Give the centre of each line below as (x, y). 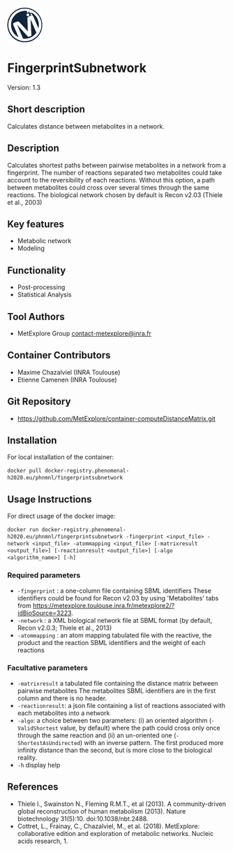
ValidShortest (38, 728)
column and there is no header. (62, 698)
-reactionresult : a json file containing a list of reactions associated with (121, 705)
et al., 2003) (25, 202)
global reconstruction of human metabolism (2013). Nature (102, 811)
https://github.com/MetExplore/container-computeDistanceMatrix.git (116, 418)
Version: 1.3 (24, 87)
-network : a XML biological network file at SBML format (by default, (115, 620)
